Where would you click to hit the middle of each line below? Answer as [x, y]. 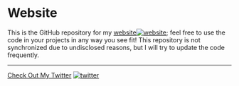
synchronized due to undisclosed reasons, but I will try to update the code [116, 47]
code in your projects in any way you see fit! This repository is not [104, 39]
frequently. [23, 55]
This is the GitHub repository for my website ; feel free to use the [116, 32]
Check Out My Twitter [39, 75]
